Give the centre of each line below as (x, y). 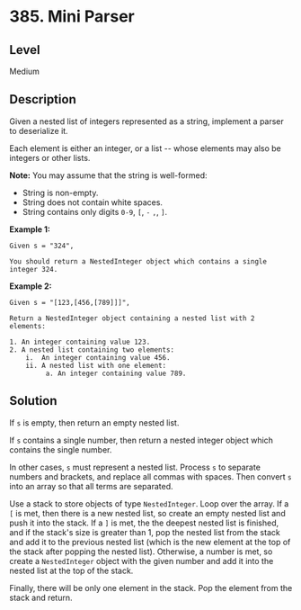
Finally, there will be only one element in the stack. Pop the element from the (151, 588)
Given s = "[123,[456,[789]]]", (70, 302)
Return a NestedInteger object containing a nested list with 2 (132, 318)
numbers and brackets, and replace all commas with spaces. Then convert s (150, 476)
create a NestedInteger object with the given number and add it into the (142, 561)
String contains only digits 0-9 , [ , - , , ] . (95, 211)
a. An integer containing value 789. (116, 373)
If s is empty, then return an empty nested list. (94, 422)
